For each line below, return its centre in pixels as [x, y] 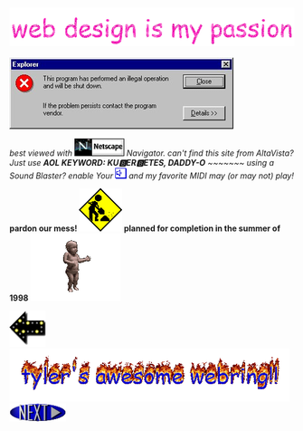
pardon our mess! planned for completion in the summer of [145, 228]
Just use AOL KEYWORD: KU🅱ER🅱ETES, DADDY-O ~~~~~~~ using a [142, 163]
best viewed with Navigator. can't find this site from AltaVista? [151, 153]
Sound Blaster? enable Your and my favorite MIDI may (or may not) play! [151, 176]
